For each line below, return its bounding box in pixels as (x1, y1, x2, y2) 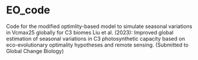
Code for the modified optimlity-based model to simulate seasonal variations (6, 23, 193, 30)
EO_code (6, 3, 50, 17)
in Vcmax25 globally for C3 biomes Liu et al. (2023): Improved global (6, 29, 174, 36)
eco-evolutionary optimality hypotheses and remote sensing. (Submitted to (6, 41, 189, 48)
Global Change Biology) (6, 47, 64, 54)
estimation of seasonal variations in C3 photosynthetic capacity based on (6, 35, 185, 42)
